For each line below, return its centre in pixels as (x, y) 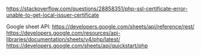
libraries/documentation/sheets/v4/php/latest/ (63, 39)
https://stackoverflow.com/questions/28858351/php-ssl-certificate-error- (97, 9)
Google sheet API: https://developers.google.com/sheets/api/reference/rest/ (100, 27)
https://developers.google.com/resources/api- (63, 33)
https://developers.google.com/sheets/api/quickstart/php (77, 45)
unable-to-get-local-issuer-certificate (53, 15)
